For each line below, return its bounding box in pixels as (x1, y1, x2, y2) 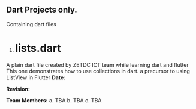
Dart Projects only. (6, 5, 78, 15)
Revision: (6, 85, 30, 92)
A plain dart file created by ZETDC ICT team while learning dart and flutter (6, 61, 189, 68)
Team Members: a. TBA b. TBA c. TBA (6, 96, 102, 104)
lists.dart (14, 42, 61, 55)
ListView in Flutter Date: (6, 74, 66, 81)
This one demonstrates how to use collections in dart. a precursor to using (6, 67, 191, 74)
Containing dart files (6, 20, 57, 27)
